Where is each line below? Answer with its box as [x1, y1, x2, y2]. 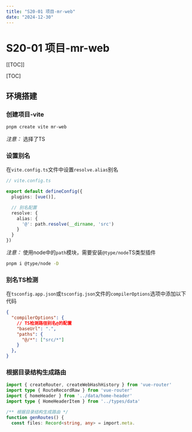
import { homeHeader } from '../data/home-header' [6, 393, 133, 399]
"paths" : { [16, 331, 43, 337]
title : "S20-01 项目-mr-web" [6, 8, 76, 15]
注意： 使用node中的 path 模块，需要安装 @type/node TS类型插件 [6, 249, 156, 256]
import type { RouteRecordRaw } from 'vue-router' [6, 387, 133, 394]
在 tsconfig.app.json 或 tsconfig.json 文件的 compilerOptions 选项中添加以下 [6, 290, 187, 298]
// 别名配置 [11, 205, 37, 210]
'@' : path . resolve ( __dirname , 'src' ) [21, 221, 114, 227]
